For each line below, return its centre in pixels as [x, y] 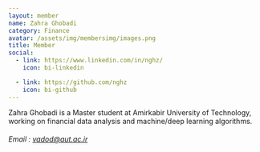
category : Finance [39, 30]
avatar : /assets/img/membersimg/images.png [82, 38]
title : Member [32, 46]
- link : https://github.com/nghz [71, 82]
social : [21, 53]
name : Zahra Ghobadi [43, 23]
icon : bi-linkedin [53, 68]
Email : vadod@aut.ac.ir [48, 139]
